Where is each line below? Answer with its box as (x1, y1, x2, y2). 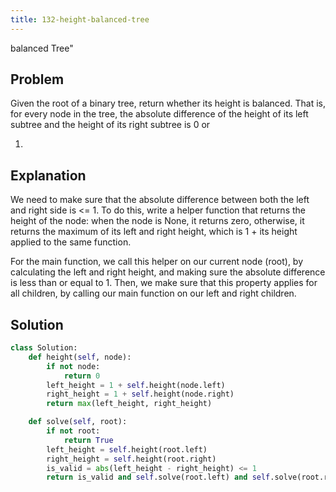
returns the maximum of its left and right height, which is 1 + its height (10, 226, 298, 238)
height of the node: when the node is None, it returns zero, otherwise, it (10, 215, 305, 227)
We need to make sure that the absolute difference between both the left (10, 194, 310, 206)
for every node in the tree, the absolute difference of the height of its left (10, 108, 309, 120)
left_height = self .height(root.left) (46, 444, 208, 455)
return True (63, 435, 114, 445)
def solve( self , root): (28, 417, 128, 427)
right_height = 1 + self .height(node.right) (46, 389, 235, 400)
